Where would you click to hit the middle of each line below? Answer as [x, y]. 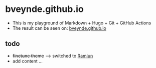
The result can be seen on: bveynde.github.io [59, 28]
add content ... [27, 61]
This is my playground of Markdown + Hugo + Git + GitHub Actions [82, 23]
